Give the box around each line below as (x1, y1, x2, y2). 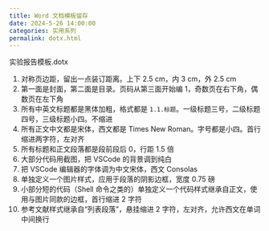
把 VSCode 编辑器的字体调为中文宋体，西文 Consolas (20, 164, 198, 174)
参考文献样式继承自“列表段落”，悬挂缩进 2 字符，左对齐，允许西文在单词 (20, 205, 261, 214)
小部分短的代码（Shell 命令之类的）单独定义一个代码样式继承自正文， (20, 184, 251, 194)
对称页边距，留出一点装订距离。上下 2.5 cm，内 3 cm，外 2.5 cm (20, 74, 237, 84)
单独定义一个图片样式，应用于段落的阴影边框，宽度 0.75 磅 (20, 174, 216, 184)
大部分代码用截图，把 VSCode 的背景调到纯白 (20, 154, 172, 164)
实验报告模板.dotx (9, 57, 69, 67)
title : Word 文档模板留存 (9, 11, 89, 20)
